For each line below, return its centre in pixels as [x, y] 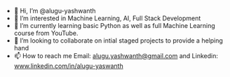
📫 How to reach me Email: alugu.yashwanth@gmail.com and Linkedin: [116, 56]
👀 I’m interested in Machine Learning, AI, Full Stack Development [107, 18]
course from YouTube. [46, 33]
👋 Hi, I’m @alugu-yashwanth [55, 11]
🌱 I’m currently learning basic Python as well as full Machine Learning [114, 26]
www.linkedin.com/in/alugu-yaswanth [69, 66]
